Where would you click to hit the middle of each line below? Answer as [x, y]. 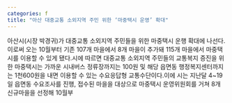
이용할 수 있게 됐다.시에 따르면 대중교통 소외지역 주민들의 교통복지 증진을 [118, 58]
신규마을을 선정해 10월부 [40, 92]
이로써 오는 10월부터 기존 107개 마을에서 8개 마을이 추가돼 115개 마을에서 [106, 49]
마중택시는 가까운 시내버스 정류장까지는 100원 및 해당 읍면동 [96, 66]
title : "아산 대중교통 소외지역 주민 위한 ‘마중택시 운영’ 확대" [88, 20]
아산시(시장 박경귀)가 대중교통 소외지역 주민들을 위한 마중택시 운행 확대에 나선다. [116, 40]
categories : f [28, 13]
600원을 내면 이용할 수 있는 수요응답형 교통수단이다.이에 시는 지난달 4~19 [123, 75]
